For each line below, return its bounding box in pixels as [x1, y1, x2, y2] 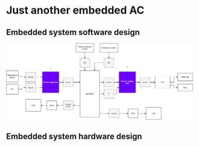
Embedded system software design [6, 27, 140, 37]
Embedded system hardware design [6, 131, 142, 141]
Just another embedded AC [6, 4, 145, 17]
